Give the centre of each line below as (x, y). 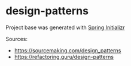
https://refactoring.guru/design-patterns (64, 56)
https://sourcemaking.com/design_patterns (68, 50)
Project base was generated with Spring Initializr (65, 27)
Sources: (17, 39)
